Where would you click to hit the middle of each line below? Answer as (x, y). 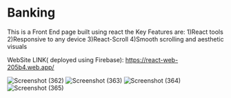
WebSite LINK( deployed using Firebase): (66, 59)
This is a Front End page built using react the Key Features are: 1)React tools (115, 32)
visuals (17, 46)
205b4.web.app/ (31, 67)
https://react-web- (152, 59)
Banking (31, 13)
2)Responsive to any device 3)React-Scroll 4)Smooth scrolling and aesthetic (115, 39)
